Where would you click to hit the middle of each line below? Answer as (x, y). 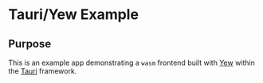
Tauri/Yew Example (74, 15)
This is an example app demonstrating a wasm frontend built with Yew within (131, 62)
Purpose (30, 44)
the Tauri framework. (43, 71)
